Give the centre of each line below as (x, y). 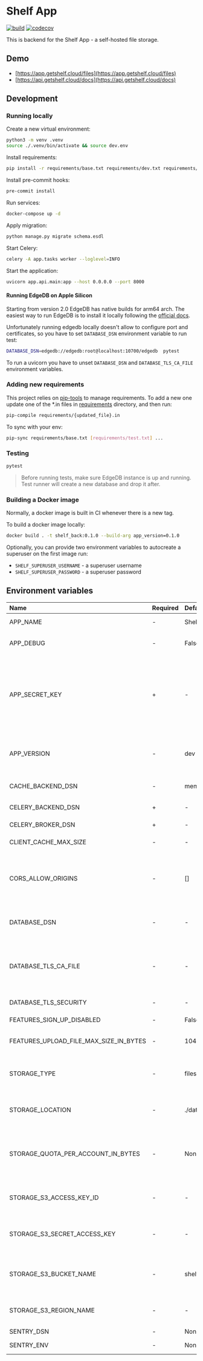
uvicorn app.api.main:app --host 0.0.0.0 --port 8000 (76, 282)
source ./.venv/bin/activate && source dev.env (67, 146)
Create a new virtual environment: (48, 129)
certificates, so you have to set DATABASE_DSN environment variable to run (97, 333)
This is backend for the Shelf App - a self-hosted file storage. (82, 39)
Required (166, 608)
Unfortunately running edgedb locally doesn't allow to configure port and (97, 327)
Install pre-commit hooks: (38, 180)
